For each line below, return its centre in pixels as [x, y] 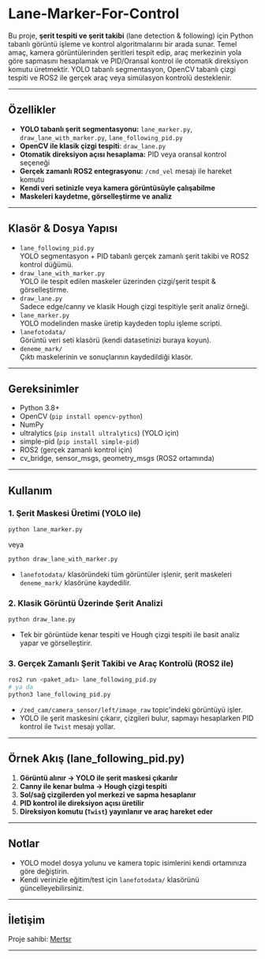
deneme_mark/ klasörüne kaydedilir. [75, 583]
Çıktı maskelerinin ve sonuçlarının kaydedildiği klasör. [106, 357]
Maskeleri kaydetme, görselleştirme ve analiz [95, 196]
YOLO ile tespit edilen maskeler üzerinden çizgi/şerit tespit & [118, 281]
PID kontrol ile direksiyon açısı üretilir [82, 802]
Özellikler [32, 110]
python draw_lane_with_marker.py [63, 559]
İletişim [27, 920]
